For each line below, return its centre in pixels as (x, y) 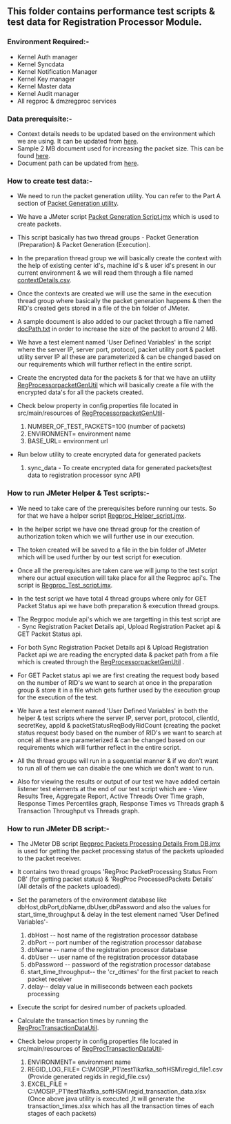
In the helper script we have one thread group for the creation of (109, 529)
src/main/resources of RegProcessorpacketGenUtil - (91, 413)
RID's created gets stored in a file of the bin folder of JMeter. (103, 308)
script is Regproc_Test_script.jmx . (65, 585)
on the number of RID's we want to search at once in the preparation (114, 682)
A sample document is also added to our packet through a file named (115, 322)
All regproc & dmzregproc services (67, 101)
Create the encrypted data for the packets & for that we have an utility (116, 378)
